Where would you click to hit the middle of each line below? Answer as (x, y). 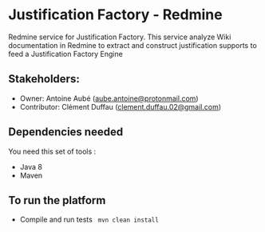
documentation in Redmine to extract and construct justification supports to (132, 45)
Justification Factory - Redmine (115, 15)
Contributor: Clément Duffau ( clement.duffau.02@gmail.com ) (121, 106)
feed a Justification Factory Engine (66, 54)
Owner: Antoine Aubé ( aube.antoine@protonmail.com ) (109, 98)
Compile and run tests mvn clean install (89, 220)
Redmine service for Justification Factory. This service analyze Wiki (120, 37)
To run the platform (57, 200)
